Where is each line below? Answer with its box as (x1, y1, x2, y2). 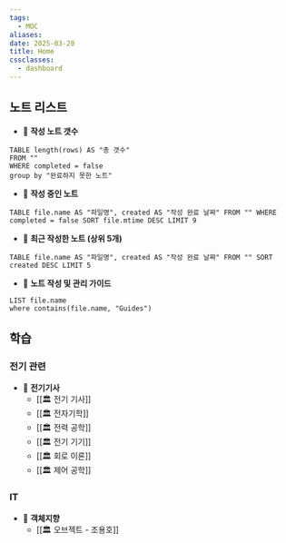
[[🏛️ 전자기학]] (35, 408, 89, 419)
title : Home (9, 47, 54, 56)
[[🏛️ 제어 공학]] (35, 465, 92, 476)
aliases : (9, 30, 43, 39)
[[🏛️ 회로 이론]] (35, 450, 92, 461)
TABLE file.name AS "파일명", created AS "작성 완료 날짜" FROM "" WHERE (9, 208, 277, 217)
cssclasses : (9, 55, 54, 64)
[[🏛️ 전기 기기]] (35, 437, 92, 448)
